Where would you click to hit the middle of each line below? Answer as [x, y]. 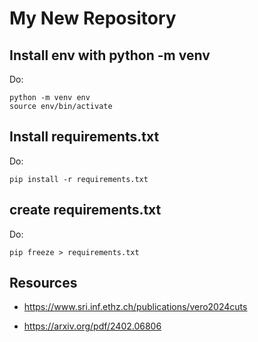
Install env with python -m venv [110, 55]
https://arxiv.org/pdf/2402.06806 [92, 326]
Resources [43, 283]
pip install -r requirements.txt [79, 179]
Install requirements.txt [84, 137]
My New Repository [93, 18]
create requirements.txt [85, 210]
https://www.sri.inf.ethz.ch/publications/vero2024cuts [135, 307]
